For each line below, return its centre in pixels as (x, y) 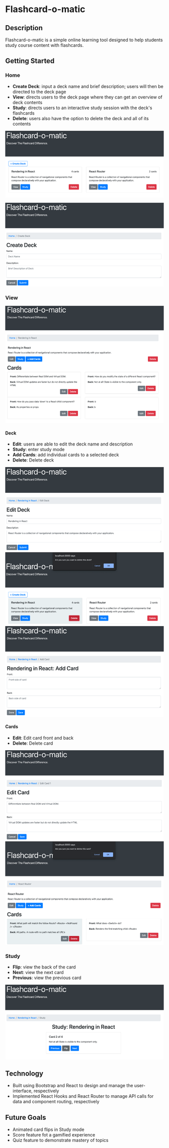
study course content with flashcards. (45, 45)
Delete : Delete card (33, 743)
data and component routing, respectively (56, 1102)
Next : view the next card (38, 973)
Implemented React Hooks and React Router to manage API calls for (83, 1096)
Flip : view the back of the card (44, 967)
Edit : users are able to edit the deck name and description (73, 444)
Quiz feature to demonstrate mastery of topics (60, 1140)
